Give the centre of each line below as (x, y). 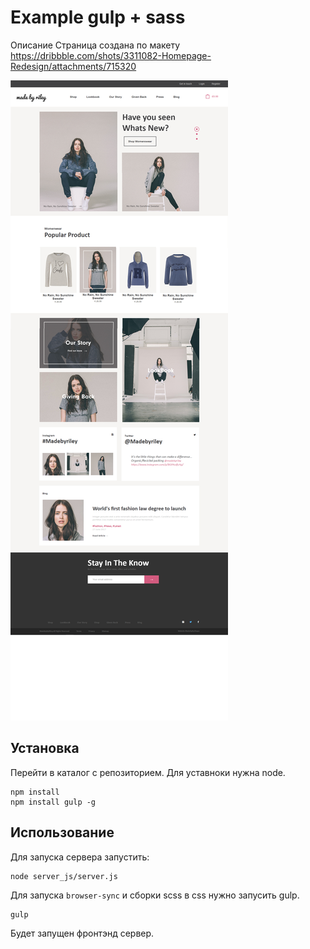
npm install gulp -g (53, 802)
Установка (45, 748)
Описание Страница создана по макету (95, 45)
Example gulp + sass (98, 17)
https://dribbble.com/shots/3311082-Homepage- (111, 55)
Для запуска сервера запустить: (80, 857)
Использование (62, 832)
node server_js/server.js (64, 876)
